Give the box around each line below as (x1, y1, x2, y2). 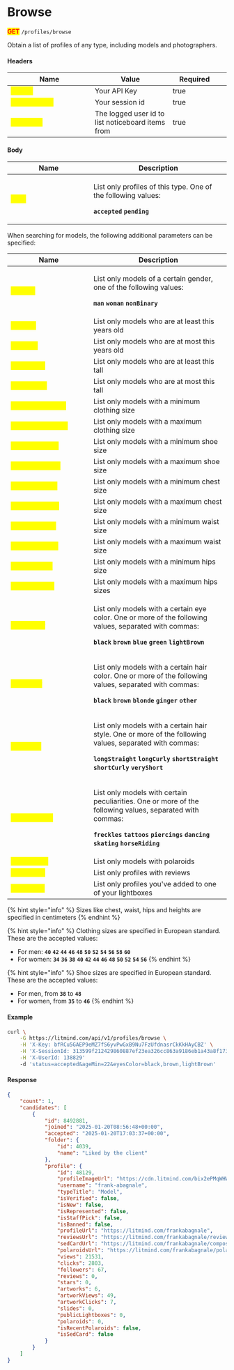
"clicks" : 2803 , (56, 1259, 104, 1267)
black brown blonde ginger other (93, 697, 198, 705)
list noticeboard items (95, 118, 166, 128)
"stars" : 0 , (56, 1279, 92, 1286)
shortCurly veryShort (93, 764, 164, 772)
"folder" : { (44, 1137, 79, 1144)
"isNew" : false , (56, 1201, 104, 1208)
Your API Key (95, 86, 137, 96)
